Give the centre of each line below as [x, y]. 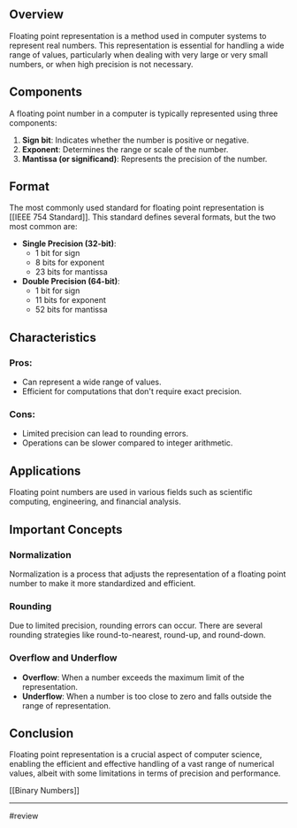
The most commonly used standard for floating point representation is [137, 208]
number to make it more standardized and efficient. [103, 583]
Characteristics [53, 337]
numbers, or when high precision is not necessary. [101, 64]
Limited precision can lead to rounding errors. [105, 434]
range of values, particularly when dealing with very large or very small [138, 54]
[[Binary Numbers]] [44, 791]
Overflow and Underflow [63, 658]
